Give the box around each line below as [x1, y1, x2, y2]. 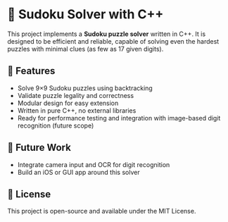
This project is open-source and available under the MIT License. [7, 207, 196, 216]
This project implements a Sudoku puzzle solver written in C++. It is [7, 30, 206, 38]
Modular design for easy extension [17, 99, 119, 107]
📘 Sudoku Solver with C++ [7, 6, 164, 23]
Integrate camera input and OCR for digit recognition [17, 160, 170, 168]
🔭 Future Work [7, 142, 72, 154]
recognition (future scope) [17, 121, 94, 130]
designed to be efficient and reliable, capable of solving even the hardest [7, 37, 220, 45]
